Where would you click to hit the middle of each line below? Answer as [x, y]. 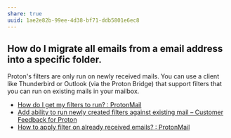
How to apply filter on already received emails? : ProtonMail [104, 127]
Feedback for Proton [47, 120]
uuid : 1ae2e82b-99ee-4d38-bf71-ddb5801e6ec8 [73, 20]
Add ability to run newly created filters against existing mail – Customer [120, 112]
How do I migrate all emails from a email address [115, 49]
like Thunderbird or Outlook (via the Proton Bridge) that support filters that [115, 84]
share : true [25, 14]
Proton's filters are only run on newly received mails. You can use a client [113, 76]
